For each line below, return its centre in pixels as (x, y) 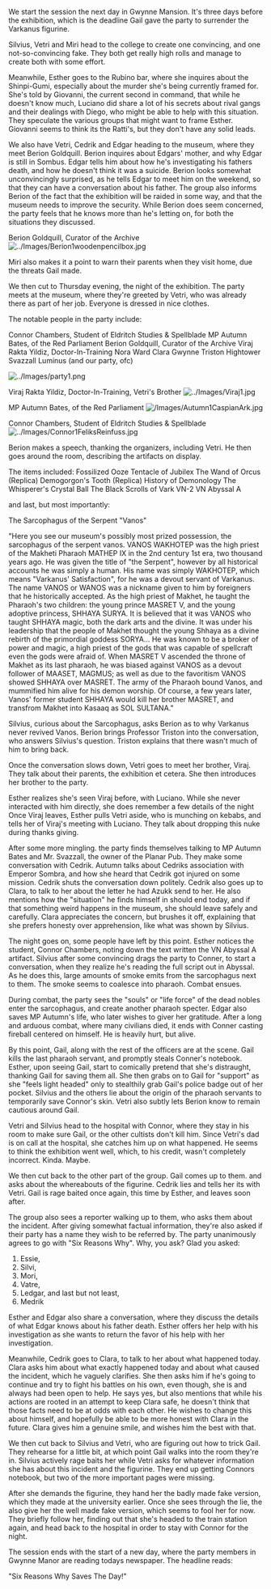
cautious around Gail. (44, 1110)
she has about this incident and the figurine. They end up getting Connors (131, 1469)
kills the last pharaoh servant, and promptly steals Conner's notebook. (125, 1058)
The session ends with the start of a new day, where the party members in (132, 1552)
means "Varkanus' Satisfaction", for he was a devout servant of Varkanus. (131, 579)
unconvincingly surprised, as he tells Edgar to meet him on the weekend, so (135, 179)
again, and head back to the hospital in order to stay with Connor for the (129, 1528)
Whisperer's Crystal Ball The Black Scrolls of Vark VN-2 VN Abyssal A (125, 489)
